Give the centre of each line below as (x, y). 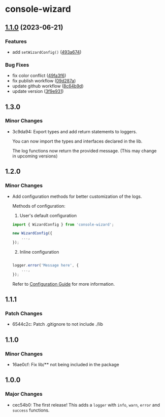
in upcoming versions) (35, 156)
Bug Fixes (17, 65)
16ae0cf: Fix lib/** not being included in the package (66, 365)
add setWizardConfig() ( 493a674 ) (47, 52)
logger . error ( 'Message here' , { (45, 265)
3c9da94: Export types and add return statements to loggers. (74, 131)
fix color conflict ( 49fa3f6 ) (39, 76)
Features (16, 41)
